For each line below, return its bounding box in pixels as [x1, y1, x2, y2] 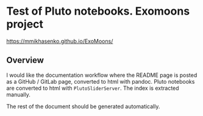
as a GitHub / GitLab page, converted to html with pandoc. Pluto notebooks [6, 78, 195, 85]
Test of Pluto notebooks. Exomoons [6, 4, 190, 18]
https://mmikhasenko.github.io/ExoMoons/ [6, 37, 113, 45]
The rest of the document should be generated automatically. [6, 103, 160, 110]
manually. [6, 90, 30, 98]
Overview [6, 55, 45, 65]
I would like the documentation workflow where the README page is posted [6, 71, 198, 79]
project [6, 17, 44, 31]
